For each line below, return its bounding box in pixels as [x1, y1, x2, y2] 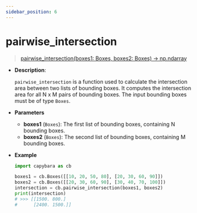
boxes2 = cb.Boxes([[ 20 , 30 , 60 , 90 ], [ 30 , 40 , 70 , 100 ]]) [14, 179, 166, 185]
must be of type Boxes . [14, 97, 70, 104]
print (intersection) [14, 191, 66, 197]
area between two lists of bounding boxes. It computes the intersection [14, 84, 192, 91]
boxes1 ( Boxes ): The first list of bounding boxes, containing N [23, 120, 175, 128]
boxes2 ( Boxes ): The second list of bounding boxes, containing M [23, 133, 186, 140]
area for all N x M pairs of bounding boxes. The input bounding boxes [14, 91, 187, 98]
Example [14, 151, 37, 158]
